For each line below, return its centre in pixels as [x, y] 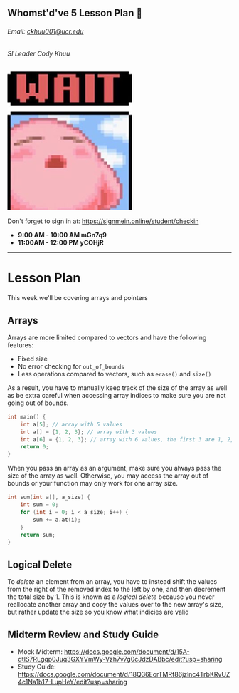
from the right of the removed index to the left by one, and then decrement [117, 590]
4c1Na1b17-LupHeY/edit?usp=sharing [73, 682]
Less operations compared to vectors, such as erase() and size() [115, 374]
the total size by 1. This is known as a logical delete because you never [111, 597]
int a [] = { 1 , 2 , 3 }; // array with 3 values [89, 432]
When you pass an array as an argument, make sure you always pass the [115, 468]
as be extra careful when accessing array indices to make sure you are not [117, 395]
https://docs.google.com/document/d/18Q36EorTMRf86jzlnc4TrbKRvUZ [124, 674]
